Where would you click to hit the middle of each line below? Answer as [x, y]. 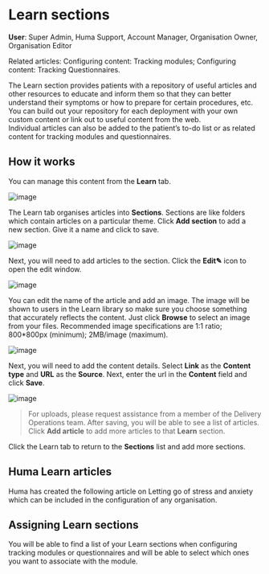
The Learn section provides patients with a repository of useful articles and [132, 85]
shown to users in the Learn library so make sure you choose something [128, 309]
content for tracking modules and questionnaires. [90, 136]
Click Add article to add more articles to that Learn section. [126, 431]
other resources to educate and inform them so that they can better [120, 93]
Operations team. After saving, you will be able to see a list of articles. [143, 422]
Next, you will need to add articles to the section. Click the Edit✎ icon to [127, 260]
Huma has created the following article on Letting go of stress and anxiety [131, 491]
